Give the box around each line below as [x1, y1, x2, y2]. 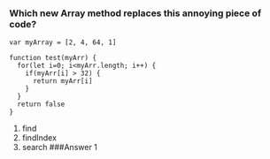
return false [17, 100, 66, 109]
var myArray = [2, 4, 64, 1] [9, 38, 117, 47]
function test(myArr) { [9, 54, 97, 63]
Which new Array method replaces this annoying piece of [9, 7, 262, 19]
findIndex [21, 132, 58, 143]
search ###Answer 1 [21, 142, 97, 153]
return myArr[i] [32, 77, 93, 86]
